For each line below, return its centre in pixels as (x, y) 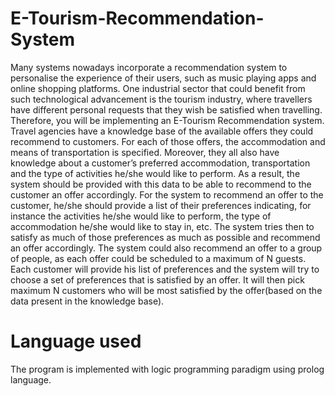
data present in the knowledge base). (87, 301)
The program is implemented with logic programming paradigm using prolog (167, 369)
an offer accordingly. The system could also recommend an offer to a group (166, 248)
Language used (76, 341)
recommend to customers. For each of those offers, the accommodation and (168, 141)
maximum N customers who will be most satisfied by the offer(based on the (166, 290)
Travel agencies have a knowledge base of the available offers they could (162, 131)
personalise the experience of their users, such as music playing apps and (163, 78)
